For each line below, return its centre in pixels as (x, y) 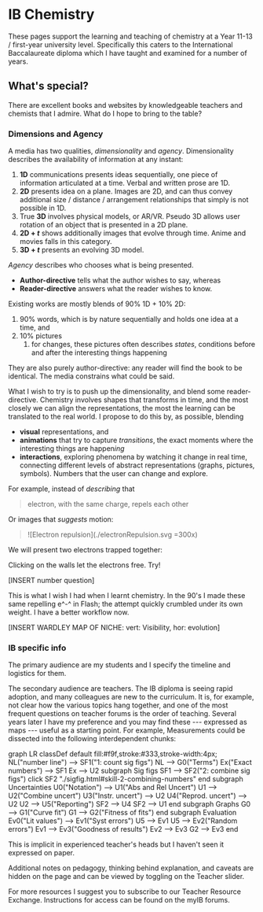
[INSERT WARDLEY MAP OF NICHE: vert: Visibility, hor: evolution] (114, 628)
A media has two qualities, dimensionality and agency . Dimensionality (121, 151)
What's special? (48, 86)
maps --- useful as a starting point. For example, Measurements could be (127, 730)
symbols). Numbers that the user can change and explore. (113, 474)
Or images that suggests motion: (61, 519)
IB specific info (37, 648)
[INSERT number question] (51, 581)
